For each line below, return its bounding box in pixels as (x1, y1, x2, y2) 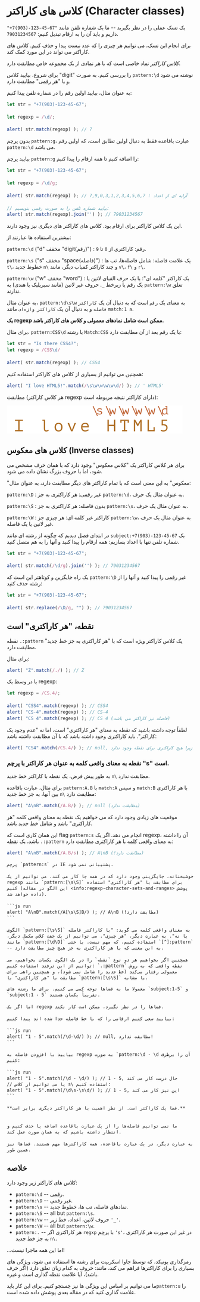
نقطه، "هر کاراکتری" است (7, 621, 94, 631)
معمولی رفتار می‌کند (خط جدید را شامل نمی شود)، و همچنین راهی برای (7, 969, 178, 975)
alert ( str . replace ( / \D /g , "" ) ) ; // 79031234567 (7, 604, 133, 610)
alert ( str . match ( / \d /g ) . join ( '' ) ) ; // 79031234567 (7, 563, 140, 569)
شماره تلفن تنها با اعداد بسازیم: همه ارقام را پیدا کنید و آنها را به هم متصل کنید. (7, 538, 180, 545)
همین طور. (7, 1146, 32, 1153)
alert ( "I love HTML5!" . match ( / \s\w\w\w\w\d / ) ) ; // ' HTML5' (7, 383, 164, 389)
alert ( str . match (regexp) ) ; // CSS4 (7, 359, 101, 365)
